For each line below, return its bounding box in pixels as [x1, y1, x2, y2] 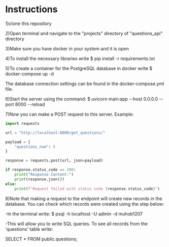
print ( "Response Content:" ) [14, 172, 74, 177]
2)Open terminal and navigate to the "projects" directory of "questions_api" [5, 30, 163, 36]
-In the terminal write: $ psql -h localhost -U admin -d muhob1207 [5, 210, 143, 217]
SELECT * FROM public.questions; [5, 236, 78, 242]
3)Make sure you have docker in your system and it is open [5, 45, 129, 51]
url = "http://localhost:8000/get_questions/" [5, 130, 106, 135]
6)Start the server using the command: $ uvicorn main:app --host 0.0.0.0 [5, 96, 158, 102]
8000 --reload [15, 101, 45, 107]
